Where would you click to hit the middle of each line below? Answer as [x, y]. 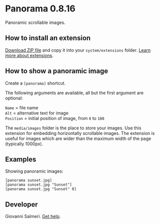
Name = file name [22, 108]
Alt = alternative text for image [37, 113]
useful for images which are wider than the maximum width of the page [78, 138]
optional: [14, 98]
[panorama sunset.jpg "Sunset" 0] [41, 189]
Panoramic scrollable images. [35, 22]
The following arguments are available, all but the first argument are [75, 93]
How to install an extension [48, 38]
